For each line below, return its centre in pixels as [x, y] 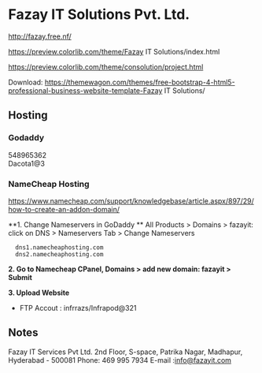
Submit [20, 277]
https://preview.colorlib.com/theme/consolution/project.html [106, 67]
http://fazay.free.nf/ [40, 36]
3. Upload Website [39, 293]
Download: [26, 82]
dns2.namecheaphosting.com [59, 254]
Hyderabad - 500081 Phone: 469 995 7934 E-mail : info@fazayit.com [120, 360]
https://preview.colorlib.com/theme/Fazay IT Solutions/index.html [114, 51]
